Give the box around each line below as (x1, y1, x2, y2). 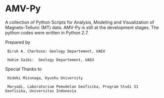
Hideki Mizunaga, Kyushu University (7, 75, 83, 80)
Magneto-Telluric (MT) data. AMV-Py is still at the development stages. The (5, 24, 160, 30)
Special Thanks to (5, 66, 42, 72)
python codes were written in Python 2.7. (5, 30, 89, 35)
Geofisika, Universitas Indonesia (5, 88, 77, 94)
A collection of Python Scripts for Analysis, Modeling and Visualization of (5, 19, 155, 25)
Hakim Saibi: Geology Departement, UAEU (7, 57, 94, 62)
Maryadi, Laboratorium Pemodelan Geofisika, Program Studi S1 (7, 84, 139, 89)
